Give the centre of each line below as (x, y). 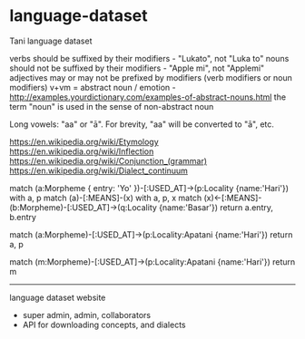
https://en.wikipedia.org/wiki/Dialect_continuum (99, 170)
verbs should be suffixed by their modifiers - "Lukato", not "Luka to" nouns (149, 58)
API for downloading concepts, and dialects (104, 324)
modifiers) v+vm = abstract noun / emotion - (93, 87)
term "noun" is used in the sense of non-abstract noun (112, 106)
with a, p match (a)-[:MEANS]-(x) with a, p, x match (106, 198)
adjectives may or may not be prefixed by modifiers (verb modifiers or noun (151, 77)
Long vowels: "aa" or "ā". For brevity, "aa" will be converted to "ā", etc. (142, 124)
